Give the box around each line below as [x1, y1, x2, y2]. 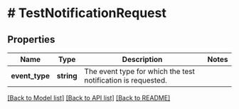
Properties [7, 33, 55, 46]
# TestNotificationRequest [7, 5, 167, 21]
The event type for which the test [84, 66, 196, 76]
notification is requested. [84, 76, 167, 85]
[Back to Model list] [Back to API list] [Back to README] [7, 94, 171, 102]
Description [122, 55, 163, 64]
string [56, 71, 78, 81]
